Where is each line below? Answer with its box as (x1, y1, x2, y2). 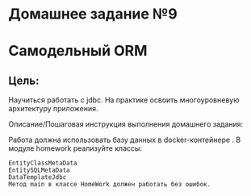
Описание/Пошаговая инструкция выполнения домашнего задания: (8, 119, 244, 129)
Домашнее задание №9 (8, 5, 178, 23)
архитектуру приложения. (8, 104, 98, 114)
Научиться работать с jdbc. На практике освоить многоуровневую (8, 95, 240, 105)
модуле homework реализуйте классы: (8, 144, 143, 153)
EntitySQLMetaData (8, 166, 70, 174)
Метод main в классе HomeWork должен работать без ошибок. (8, 181, 211, 189)
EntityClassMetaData (8, 159, 78, 168)
